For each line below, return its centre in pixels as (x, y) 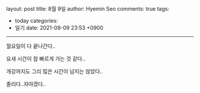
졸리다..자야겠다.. (26, 84)
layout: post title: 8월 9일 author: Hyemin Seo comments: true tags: (88, 9)
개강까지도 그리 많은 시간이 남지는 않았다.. (54, 71)
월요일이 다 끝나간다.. (31, 46)
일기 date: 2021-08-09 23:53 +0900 (59, 28)
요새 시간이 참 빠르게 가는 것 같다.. (46, 59)
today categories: (36, 21)
